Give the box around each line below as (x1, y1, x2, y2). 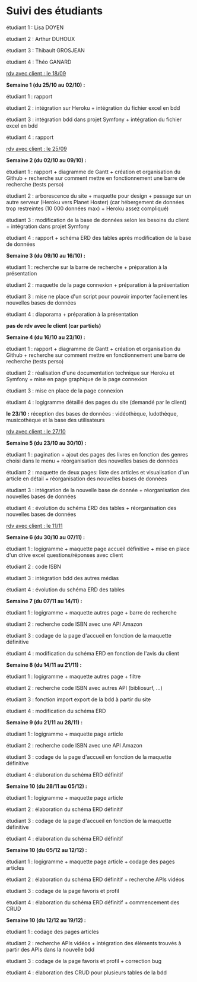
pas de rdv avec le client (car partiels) (6, 322, 101, 329)
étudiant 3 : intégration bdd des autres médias (6, 574, 119, 581)
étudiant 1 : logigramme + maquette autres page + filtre (6, 673, 141, 680)
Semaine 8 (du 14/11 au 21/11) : (6, 661, 82, 669)
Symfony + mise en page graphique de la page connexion (6, 375, 148, 382)
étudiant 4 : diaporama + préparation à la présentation (6, 311, 138, 318)
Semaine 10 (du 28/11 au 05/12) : (6, 783, 88, 790)
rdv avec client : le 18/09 (6, 69, 66, 77)
